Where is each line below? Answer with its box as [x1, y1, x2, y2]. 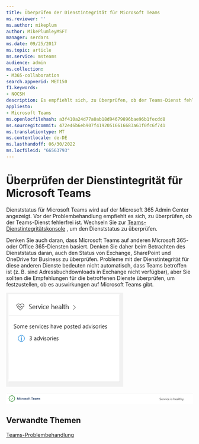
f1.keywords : [6, 85, 38, 91]
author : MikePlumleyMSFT [6, 29, 68, 34]
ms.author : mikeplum [6, 22, 57, 28]
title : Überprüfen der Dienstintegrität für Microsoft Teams [6, 10, 161, 15]
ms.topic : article [6, 48, 52, 53]
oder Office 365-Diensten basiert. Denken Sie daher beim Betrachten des [6, 243, 185, 250]
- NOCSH [6, 91, 25, 97]
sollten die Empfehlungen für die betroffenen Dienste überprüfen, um [6, 274, 175, 282]
